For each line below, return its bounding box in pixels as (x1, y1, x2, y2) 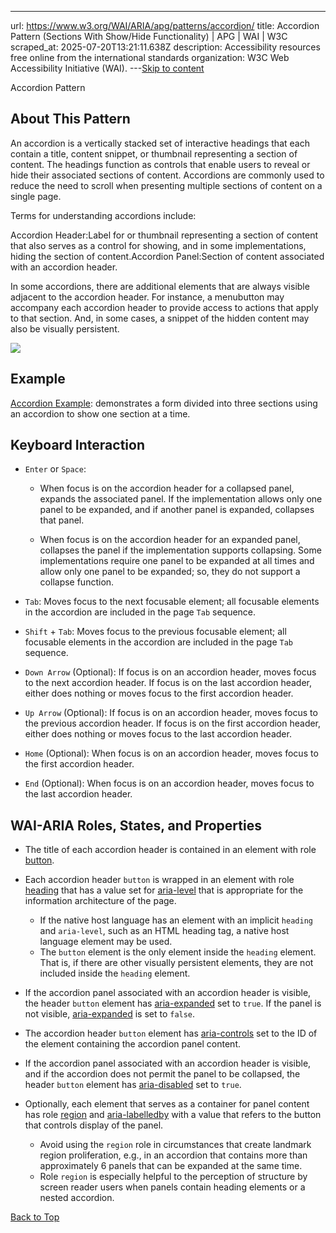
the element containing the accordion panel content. (24, 1038, 242, 1050)
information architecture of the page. (24, 895, 177, 907)
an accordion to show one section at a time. (10, 407, 191, 420)
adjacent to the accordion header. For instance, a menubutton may (10, 291, 285, 303)
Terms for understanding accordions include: (10, 209, 197, 221)
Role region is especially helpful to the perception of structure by (39, 1171, 308, 1183)
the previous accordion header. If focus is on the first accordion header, (24, 717, 322, 730)
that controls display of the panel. (24, 1119, 164, 1131)
